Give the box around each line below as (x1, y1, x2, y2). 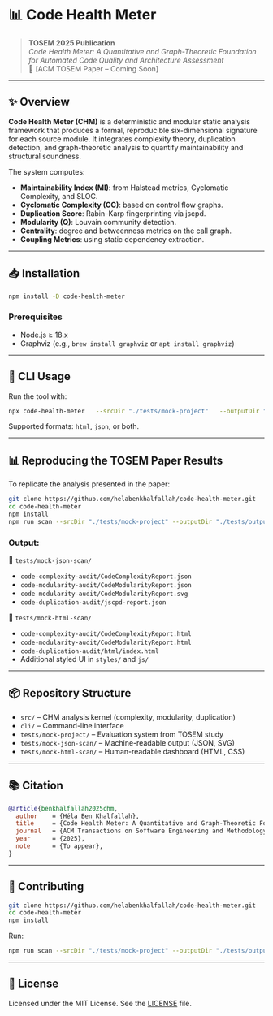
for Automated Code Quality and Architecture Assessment (28, 55, 224, 65)
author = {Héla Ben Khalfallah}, (15, 812, 140, 820)
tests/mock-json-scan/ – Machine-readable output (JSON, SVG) (19, 737, 236, 747)
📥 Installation (8, 266, 80, 280)
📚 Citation (8, 779, 63, 793)
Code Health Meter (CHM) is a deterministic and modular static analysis (8, 116, 250, 126)
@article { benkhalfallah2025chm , (8, 804, 118, 812)
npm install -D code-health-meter (8, 292, 126, 300)
